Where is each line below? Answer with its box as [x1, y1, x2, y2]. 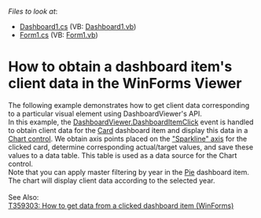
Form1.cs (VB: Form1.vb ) [19, 31, 98, 39]
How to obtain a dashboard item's [8, 58, 233, 76]
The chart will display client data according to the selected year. [8, 176, 215, 185]
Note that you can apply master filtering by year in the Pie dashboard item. [8, 167, 250, 176]
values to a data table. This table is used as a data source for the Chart [8, 150, 237, 160]
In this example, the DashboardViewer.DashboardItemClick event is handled [8, 117, 254, 127]
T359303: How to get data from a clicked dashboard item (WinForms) [8, 201, 234, 210]
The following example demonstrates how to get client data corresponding [8, 100, 250, 109]
